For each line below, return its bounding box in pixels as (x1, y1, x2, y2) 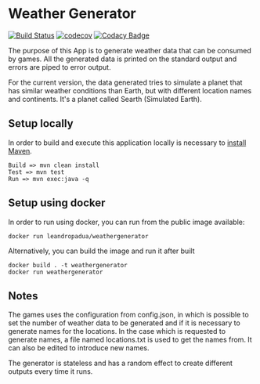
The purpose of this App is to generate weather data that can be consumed (8, 45, 252, 55)
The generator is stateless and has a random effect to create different (8, 358, 233, 368)
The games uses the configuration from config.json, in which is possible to (8, 310, 249, 320)
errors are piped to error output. (8, 62, 111, 71)
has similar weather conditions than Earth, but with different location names (8, 85, 252, 95)
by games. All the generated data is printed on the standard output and (8, 54, 237, 63)
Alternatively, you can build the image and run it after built (8, 246, 195, 255)
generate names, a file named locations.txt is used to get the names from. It (8, 335, 252, 345)
